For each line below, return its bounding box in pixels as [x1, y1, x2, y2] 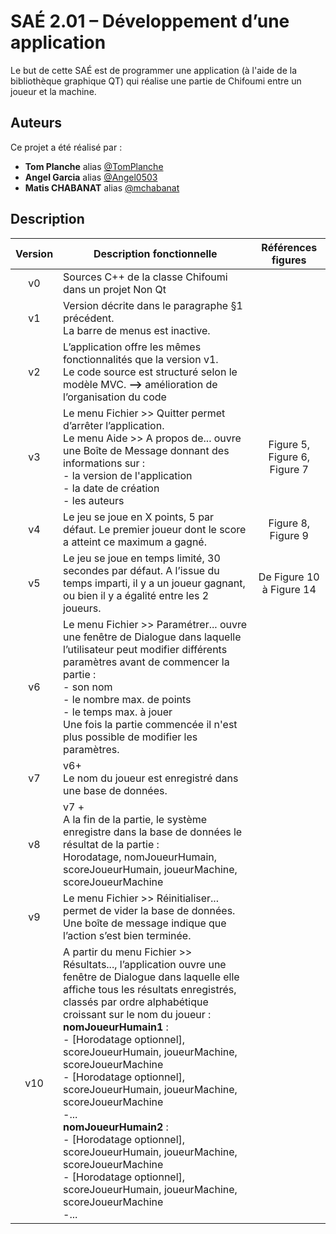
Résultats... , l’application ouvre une [63, 957, 227, 971]
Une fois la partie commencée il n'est [63, 717, 238, 731]
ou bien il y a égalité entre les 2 [63, 588, 210, 602]
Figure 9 [269, 528, 309, 542]
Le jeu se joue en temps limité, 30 [63, 551, 221, 565]
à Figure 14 [261, 582, 317, 596]
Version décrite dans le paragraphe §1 [63, 298, 243, 312]
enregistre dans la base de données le [63, 825, 243, 839]
